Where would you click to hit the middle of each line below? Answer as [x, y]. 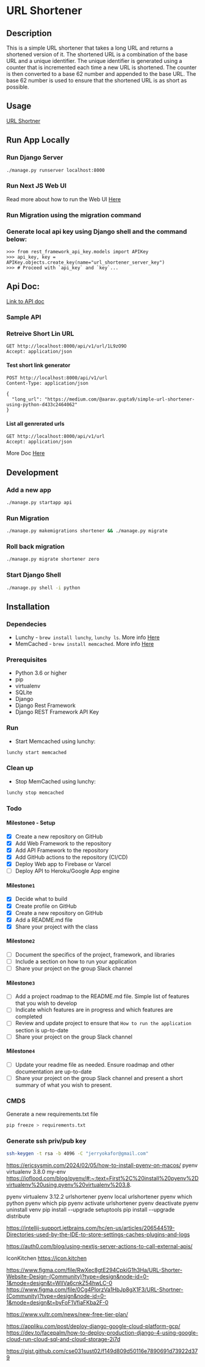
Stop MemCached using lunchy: [56, 781]
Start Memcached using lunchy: [55, 741]
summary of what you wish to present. [63, 1085]
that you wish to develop [46, 1003]
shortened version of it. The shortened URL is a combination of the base [97, 54]
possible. [18, 87]
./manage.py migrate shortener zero [53, 559]
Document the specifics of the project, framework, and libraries [95, 954]
